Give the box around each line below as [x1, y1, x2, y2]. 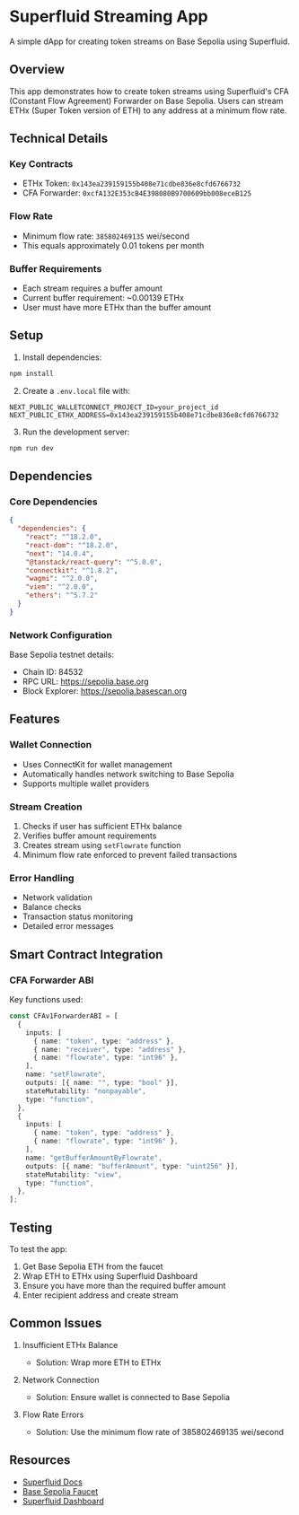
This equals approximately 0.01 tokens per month [22, 240, 205, 250]
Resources [9, 1452, 71, 1468]
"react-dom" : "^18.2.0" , [25, 540, 119, 549]
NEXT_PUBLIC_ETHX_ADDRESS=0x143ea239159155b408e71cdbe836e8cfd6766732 [9, 410, 279, 419]
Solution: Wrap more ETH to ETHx [35, 1357, 162, 1368]
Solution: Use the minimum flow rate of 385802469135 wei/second [35, 1426, 285, 1437]
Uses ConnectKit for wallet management [22, 758, 172, 769]
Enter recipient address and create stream [22, 1290, 179, 1300]
